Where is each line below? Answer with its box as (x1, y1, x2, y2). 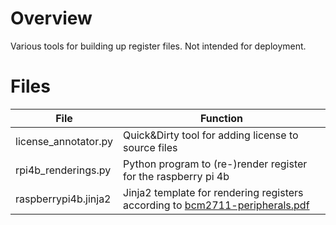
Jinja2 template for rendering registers (123, 185, 304, 199)
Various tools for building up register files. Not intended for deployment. (10, 40, 307, 52)
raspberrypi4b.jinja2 (15, 192, 112, 206)
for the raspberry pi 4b (123, 169, 230, 183)
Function (199, 111, 244, 125)
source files (123, 140, 178, 154)
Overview (10, 7, 93, 30)
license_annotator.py (15, 134, 113, 148)
